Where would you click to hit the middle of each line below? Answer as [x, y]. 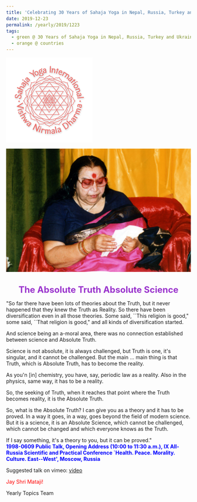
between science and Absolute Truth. [51, 339]
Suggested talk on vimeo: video [44, 470]
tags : [13, 31]
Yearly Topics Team [30, 493]
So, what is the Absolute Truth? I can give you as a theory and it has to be [95, 410]
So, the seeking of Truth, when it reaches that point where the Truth [88, 392]
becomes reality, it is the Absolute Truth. [55, 399]
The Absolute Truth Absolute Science [98, 289]
